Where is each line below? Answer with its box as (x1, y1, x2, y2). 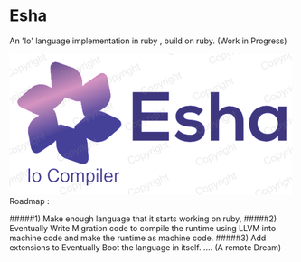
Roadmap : (9, 195, 50, 206)
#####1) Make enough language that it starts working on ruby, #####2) (9, 213, 277, 224)
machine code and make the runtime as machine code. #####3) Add (9, 232, 267, 243)
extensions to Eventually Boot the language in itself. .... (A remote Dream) (9, 241, 282, 253)
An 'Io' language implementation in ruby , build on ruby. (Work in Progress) (9, 35, 287, 46)
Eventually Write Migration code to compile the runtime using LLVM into (9, 222, 277, 233)
